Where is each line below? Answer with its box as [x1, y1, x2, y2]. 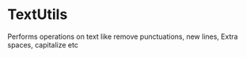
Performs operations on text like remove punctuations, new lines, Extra [7, 32, 238, 41]
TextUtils [7, 6, 68, 24]
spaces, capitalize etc [7, 40, 78, 49]
